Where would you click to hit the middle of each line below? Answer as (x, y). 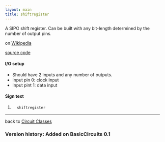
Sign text (14, 96)
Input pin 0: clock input (35, 80)
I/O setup (15, 64)
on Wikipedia (18, 43)
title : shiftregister (27, 14)
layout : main (18, 10)
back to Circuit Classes (28, 121)
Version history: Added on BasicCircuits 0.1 (58, 134)
